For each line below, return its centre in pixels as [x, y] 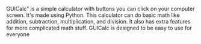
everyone [18, 34]
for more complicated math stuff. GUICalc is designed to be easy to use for [99, 28]
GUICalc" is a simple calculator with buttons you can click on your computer [100, 9]
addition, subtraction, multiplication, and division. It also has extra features [98, 21]
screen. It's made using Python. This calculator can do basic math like [93, 15]
